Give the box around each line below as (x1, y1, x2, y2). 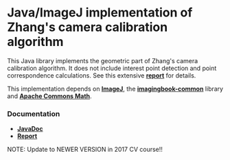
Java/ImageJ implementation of (7, 5, 193, 21)
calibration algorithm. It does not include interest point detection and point (7, 64, 217, 72)
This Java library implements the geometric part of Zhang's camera (7, 56, 198, 65)
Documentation (7, 108, 60, 118)
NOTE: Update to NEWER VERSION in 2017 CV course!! (7, 146, 163, 154)
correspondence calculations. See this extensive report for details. (7, 71, 196, 80)
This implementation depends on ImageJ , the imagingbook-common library (7, 84, 224, 93)
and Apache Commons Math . (7, 91, 92, 100)
